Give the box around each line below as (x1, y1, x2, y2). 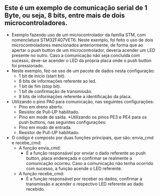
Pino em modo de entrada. (18, 124, 72, 130)
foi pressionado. (11, 62, 44, 68)
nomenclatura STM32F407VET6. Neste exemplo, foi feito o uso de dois (11, 37, 153, 43)
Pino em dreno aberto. (18, 104, 64, 109)
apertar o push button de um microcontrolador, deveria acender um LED (11, 47, 156, 53)
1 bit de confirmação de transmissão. (18, 88, 93, 94)
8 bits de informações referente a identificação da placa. (18, 93, 132, 99)
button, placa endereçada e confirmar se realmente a (26, 155, 132, 161)
